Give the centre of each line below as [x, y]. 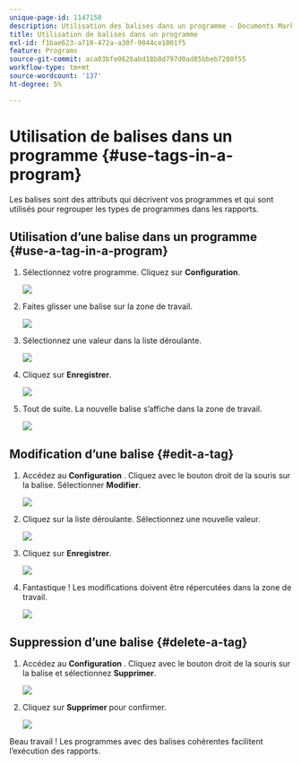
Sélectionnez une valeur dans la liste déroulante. [112, 340]
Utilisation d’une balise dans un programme [133, 237]
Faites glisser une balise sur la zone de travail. [107, 306]
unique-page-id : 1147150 [56, 17]
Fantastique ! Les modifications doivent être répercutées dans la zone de [157, 588]
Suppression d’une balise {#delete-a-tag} [129, 642]
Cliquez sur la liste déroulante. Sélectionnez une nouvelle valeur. [141, 520]
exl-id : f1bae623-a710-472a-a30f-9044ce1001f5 [98, 43]
